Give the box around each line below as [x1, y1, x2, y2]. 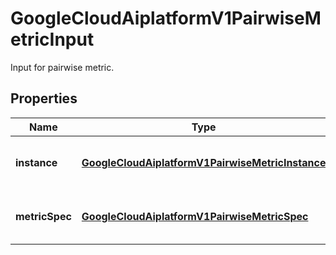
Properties [10, 90, 78, 107]
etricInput [10, 28, 95, 51]
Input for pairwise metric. [10, 61, 115, 73]
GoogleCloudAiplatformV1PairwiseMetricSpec [81, 209, 309, 223]
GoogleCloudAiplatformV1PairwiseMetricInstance [81, 155, 327, 169]
